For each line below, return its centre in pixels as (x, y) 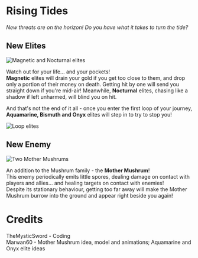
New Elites (26, 46)
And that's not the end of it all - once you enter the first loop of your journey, (99, 108)
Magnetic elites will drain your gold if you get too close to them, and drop (95, 78)
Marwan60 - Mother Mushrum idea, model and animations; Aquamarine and (99, 242)
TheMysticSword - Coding (38, 236)
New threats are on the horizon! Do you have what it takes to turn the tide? (97, 27)
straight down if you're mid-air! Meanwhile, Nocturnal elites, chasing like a (97, 91)
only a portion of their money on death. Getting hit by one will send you (92, 84)
